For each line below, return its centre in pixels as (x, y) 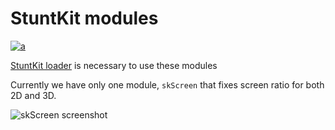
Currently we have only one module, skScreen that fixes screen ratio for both (167, 84)
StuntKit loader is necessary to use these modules (114, 65)
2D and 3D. (33, 95)
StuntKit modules (84, 18)
